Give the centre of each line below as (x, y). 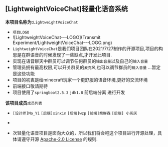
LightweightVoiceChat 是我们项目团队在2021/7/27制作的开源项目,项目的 (86, 48)
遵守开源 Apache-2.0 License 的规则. (59, 139)
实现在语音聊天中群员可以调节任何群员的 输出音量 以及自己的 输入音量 (80, 61)
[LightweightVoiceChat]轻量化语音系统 (66, 9)
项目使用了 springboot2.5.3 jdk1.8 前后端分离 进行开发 (69, 92)
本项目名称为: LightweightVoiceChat (42, 22)
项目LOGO (21, 32)
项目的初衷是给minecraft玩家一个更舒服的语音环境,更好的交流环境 (80, 79)
